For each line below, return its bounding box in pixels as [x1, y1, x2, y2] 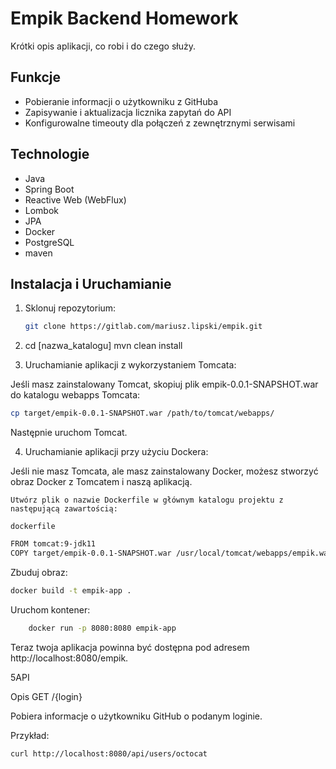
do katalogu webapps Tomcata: [10, 389, 141, 401]
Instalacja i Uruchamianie [10, 275, 172, 292]
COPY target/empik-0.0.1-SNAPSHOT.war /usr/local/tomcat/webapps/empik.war [10, 548, 333, 558]
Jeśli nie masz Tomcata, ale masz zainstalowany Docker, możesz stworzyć [10, 465, 319, 477]
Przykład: [10, 729, 50, 741]
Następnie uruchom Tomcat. [10, 427, 128, 439]
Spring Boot [24, 183, 75, 195]
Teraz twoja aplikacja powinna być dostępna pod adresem [10, 641, 250, 653]
